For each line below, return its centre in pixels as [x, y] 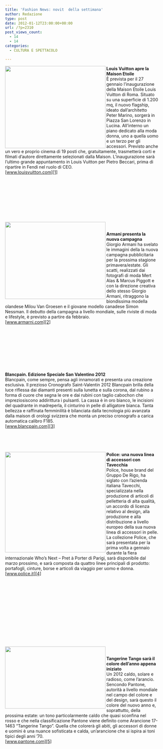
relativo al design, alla [128, 511]
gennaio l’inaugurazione [130, 84]
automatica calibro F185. [30, 421]
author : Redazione [24, 14]
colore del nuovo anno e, [131, 705]
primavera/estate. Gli [127, 265]
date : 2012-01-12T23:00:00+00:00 [39, 23]
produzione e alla [124, 517]
